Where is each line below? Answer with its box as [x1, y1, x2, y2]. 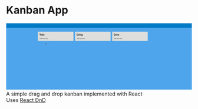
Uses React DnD [6, 97, 46, 104]
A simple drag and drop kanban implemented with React [6, 90, 143, 97]
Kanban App [6, 4, 69, 17]
